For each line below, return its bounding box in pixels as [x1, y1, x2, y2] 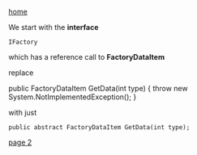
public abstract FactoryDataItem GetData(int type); [8, 124, 191, 132]
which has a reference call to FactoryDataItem [8, 52, 165, 61]
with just [8, 108, 37, 117]
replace [8, 68, 34, 77]
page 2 [8, 137, 32, 147]
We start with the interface [8, 23, 99, 31]
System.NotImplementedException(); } [8, 92, 137, 102]
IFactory [8, 38, 38, 46]
